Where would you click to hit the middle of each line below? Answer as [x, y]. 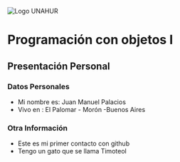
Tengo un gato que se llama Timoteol [72, 151]
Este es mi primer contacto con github [74, 143]
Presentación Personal [59, 66]
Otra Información [37, 128]
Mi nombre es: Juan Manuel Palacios [72, 102]
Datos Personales [38, 86]
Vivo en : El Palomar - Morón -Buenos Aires [81, 109]
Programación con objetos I [90, 40]
